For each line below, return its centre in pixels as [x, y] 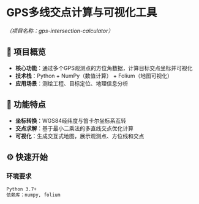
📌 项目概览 [26, 52]
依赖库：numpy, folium [33, 195]
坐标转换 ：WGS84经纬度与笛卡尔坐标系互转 [71, 120]
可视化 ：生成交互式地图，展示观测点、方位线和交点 [80, 136]
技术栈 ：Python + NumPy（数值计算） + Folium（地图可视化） [94, 76]
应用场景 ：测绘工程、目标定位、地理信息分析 [72, 83]
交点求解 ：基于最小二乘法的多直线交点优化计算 [74, 128]
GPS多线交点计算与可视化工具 [82, 13]
